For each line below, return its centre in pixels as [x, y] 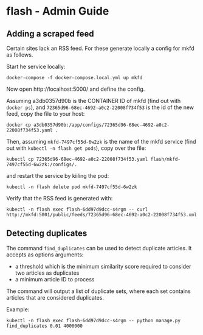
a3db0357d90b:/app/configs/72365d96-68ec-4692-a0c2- [101, 125]
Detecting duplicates [47, 234]
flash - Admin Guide [58, 11]
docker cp [19, 125]
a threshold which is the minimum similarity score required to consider [103, 266]
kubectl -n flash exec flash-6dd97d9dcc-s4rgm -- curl [77, 210]
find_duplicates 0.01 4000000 [45, 326]
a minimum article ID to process [55, 279]
